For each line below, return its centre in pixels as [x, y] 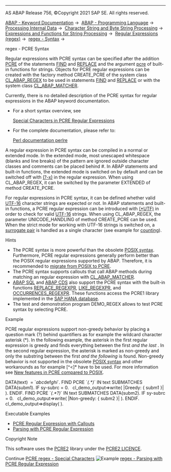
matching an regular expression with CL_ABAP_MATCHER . [74, 277]
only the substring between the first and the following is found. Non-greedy [84, 356]
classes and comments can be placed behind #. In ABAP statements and [81, 166]
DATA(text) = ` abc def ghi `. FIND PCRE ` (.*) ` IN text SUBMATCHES [74, 382]
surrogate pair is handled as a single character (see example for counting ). [83, 230]
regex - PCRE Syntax [27, 49]
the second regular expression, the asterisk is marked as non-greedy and [82, 351]
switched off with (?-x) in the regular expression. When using [69, 177]
